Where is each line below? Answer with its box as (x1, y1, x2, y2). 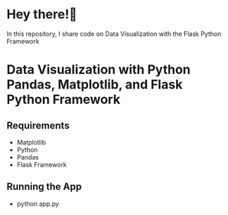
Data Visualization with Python (6, 62, 191, 78)
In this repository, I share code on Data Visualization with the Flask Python (6, 30, 222, 38)
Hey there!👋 (6, 6, 78, 22)
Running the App (6, 181, 82, 193)
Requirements (6, 119, 70, 131)
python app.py (16, 200, 59, 208)
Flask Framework (16, 160, 68, 169)
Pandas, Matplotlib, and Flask (6, 77, 183, 93)
